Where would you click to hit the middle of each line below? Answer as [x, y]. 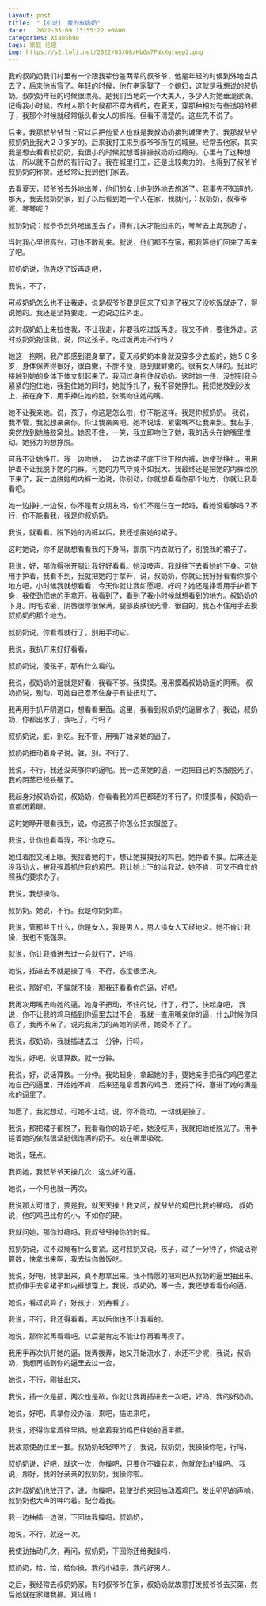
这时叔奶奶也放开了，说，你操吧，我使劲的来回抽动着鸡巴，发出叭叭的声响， [133, 1490]
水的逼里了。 [29, 1094]
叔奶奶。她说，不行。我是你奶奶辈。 [67, 910]
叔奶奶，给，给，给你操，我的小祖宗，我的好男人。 [91, 1568]
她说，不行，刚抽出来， [46, 1380]
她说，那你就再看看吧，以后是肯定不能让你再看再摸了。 [98, 1336]
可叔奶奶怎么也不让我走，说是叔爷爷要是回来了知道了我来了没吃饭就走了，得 [133, 303]
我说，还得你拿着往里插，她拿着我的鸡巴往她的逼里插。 [98, 1430]
